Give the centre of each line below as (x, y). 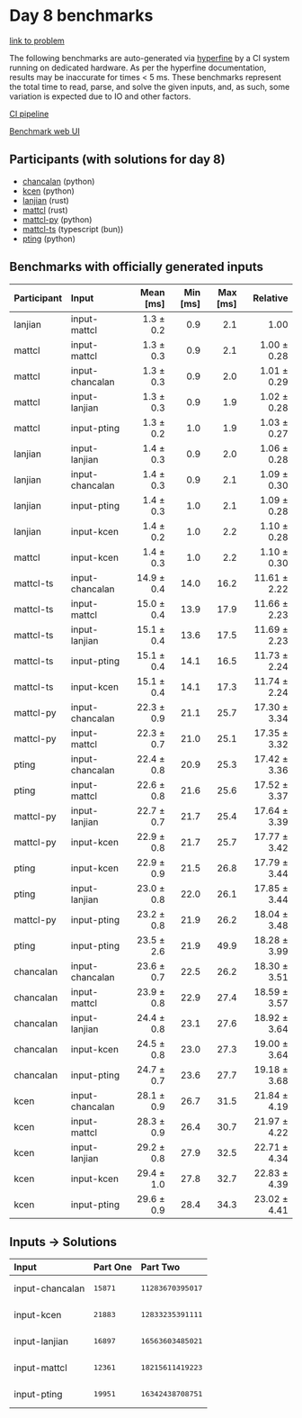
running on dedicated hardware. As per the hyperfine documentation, (138, 68)
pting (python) (49, 239)
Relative (271, 298)
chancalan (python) (58, 181)
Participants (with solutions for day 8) (118, 160)
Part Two (160, 1268)
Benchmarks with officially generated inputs (136, 267)
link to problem (37, 41)
